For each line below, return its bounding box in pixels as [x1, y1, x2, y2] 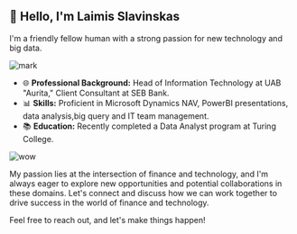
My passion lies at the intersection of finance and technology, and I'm [9, 168, 269, 179]
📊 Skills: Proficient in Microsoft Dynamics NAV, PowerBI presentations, [22, 97, 289, 108]
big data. [9, 42, 42, 53]
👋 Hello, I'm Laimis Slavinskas [9, 9, 181, 24]
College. [22, 133, 54, 144]
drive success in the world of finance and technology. [9, 197, 209, 208]
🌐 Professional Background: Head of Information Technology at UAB [22, 77, 282, 88]
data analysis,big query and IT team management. [22, 110, 209, 121]
